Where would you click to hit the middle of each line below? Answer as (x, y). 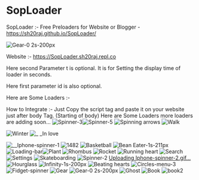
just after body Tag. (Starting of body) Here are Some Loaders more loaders (99, 115)
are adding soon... (28, 122)
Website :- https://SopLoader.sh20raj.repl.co (61, 56)
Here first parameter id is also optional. (54, 86)
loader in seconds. (29, 74)
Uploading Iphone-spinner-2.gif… (150, 158)
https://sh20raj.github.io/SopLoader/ (51, 33)
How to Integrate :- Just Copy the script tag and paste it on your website (95, 109)
